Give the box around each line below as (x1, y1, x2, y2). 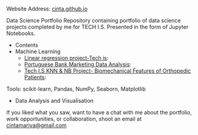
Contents (15, 42, 38, 48)
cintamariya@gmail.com (6, 122, 67, 129)
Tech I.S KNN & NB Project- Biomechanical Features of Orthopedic (24, 67, 191, 74)
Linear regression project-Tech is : (24, 54, 109, 61)
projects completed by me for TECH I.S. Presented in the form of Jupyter (6, 24, 189, 30)
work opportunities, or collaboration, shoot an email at (6, 115, 142, 122)
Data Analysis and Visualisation (15, 97, 94, 104)
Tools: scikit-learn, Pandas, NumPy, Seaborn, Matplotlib (6, 85, 146, 93)
